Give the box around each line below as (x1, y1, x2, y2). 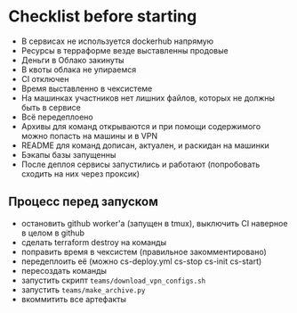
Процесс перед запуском (8, 194, 159, 210)
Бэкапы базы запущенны (20, 149, 116, 160)
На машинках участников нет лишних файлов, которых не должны (20, 92, 276, 103)
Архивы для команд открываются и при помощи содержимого (20, 120, 261, 131)
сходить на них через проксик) (20, 168, 140, 179)
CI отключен (20, 73, 69, 84)
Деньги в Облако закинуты (20, 54, 125, 65)
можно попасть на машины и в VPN (20, 130, 157, 141)
